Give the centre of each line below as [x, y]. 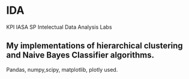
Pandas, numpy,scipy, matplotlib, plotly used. [62, 69]
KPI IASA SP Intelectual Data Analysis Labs [59, 27]
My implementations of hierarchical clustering [94, 46]
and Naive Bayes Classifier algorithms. [80, 55]
